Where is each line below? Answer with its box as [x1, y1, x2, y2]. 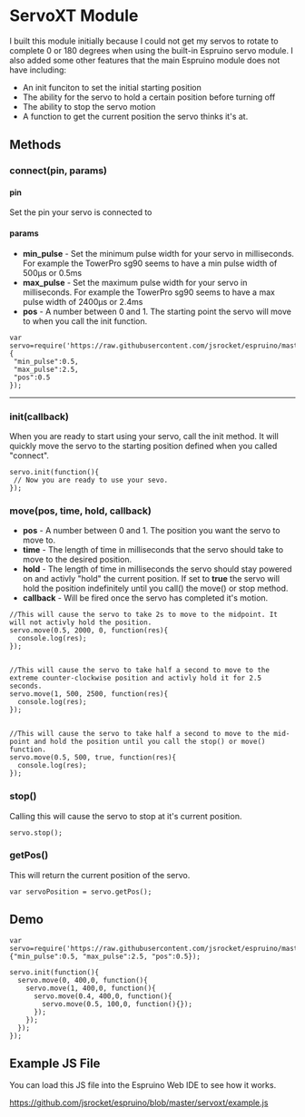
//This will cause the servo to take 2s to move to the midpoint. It [9, 610, 279, 620]
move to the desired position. [22, 554, 133, 565]
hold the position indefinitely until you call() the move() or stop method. [22, 583, 289, 594]
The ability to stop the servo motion [22, 101, 156, 112]
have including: [9, 64, 66, 75]
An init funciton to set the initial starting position [22, 82, 202, 93]
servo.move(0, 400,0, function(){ [17, 975, 148, 985]
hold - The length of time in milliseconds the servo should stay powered [22, 563, 292, 574]
